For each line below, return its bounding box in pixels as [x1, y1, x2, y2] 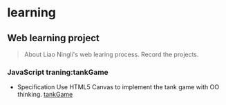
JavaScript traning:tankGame [7, 67, 109, 77]
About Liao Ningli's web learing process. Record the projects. [23, 50, 199, 58]
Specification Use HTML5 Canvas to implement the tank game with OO [17, 83, 220, 91]
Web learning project [7, 32, 100, 44]
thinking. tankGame [17, 91, 73, 99]
